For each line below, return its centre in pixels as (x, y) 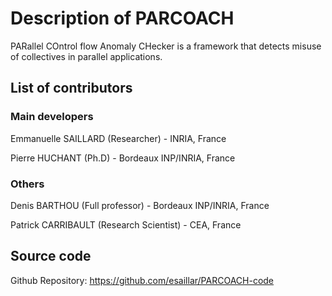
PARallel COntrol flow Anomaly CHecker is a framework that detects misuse (166, 46)
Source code (51, 256)
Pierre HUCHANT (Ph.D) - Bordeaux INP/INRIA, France (123, 158)
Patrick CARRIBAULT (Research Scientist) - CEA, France (126, 224)
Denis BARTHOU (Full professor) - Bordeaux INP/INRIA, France (140, 205)
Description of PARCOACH (122, 18)
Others (27, 184)
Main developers (52, 117)
